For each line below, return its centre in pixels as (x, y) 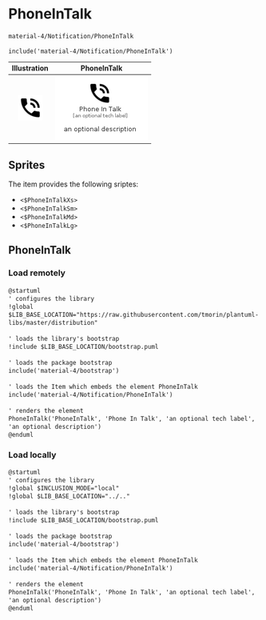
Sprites (27, 165)
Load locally (32, 454)
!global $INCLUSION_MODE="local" (64, 488)
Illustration (30, 68)
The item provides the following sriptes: (73, 184)
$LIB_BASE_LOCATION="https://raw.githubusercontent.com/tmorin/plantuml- (134, 314)
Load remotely (37, 273)
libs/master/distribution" (53, 322)
